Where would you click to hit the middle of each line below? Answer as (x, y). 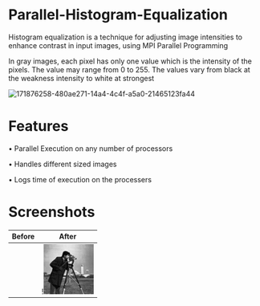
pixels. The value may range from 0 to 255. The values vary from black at (129, 69)
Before (23, 237)
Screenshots (52, 212)
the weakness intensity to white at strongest (81, 78)
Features (39, 126)
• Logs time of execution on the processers (80, 179)
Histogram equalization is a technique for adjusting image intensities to (126, 37)
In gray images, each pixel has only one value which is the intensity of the (130, 61)
